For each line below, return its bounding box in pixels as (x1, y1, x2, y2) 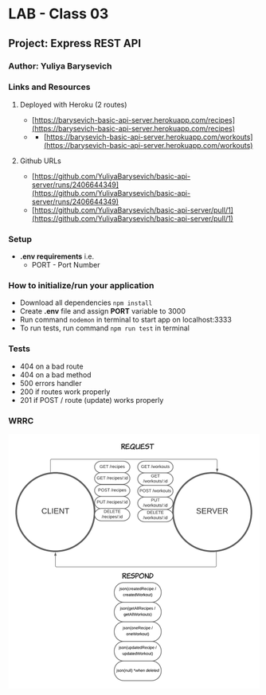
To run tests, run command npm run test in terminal (19, 323, 190, 333)
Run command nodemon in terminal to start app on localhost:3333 (19, 315, 233, 325)
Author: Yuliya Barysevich (8, 61, 112, 72)
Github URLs (19, 156, 62, 166)
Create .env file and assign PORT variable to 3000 (19, 307, 186, 316)
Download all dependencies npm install (19, 298, 153, 307)
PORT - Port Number (31, 260, 100, 270)
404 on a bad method (19, 369, 92, 379)
